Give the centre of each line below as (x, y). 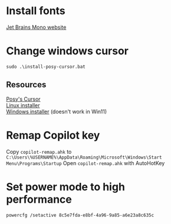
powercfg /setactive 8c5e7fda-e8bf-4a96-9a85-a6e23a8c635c (80, 215)
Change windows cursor (67, 51)
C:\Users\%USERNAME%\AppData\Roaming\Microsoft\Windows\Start (84, 157)
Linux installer (23, 105)
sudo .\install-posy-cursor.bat (46, 67)
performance (39, 199)
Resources (26, 85)
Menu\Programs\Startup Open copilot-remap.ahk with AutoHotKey (85, 163)
